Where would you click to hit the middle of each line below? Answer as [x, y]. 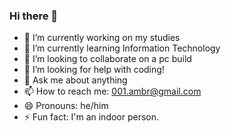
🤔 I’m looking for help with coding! [94, 70]
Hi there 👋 [34, 16]
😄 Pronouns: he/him [66, 106]
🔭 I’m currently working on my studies [102, 38]
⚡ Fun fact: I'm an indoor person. [91, 117]
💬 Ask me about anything [75, 80]
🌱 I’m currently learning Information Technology [122, 48]
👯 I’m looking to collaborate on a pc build [107, 59]
